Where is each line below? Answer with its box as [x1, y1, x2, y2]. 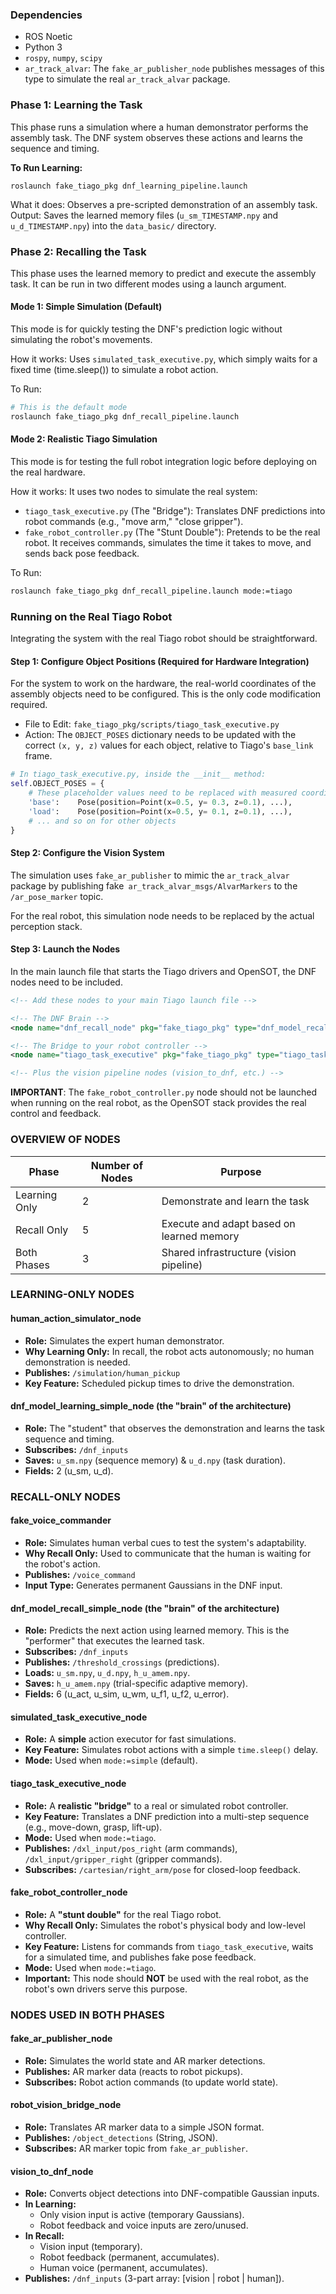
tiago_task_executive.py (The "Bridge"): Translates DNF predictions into [24, 505, 326, 517]
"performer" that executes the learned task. [24, 1635, 205, 1647]
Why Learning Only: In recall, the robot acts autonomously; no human [24, 1345, 315, 1357]
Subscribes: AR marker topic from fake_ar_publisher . [24, 2143, 249, 2155]
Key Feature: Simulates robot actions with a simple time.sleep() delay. [24, 1744, 319, 1756]
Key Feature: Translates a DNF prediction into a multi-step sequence [24, 1810, 310, 1822]
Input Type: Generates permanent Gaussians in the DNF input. [24, 1579, 283, 1591]
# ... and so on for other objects [28, 816, 177, 826]
